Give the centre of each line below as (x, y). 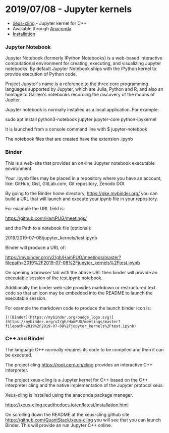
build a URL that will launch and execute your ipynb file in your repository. (82, 199)
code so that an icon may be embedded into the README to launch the (79, 293)
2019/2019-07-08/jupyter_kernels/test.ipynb (51, 237)
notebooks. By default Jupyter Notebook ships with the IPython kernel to (81, 69)
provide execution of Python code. (41, 74)
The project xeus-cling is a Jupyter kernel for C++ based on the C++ (77, 380)
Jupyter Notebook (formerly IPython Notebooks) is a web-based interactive (84, 58)
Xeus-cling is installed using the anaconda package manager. (69, 395)
